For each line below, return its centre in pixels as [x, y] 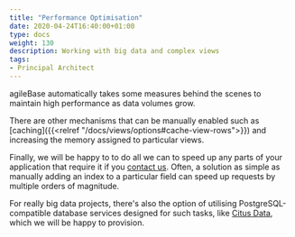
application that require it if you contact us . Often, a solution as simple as [145, 167]
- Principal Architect [52, 68]
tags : [19, 59]
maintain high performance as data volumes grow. [102, 103]
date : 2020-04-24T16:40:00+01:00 [72, 26]
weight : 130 [32, 43]
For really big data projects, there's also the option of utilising [123, 203]
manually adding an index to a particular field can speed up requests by [143, 176]
